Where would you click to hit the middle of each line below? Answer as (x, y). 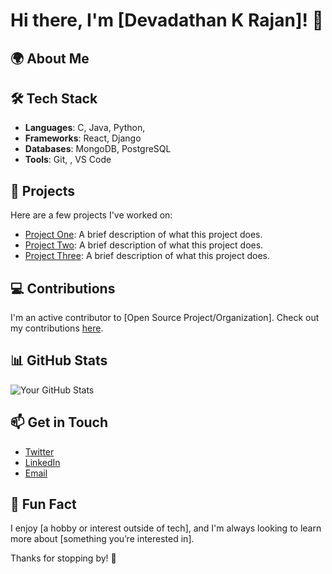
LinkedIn (42, 462)
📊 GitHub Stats (59, 360)
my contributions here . (57, 328)
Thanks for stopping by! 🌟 (63, 558)
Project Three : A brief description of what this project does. (147, 256)
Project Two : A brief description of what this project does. (144, 245)
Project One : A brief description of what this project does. (143, 235)
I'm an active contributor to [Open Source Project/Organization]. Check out (165, 318)
